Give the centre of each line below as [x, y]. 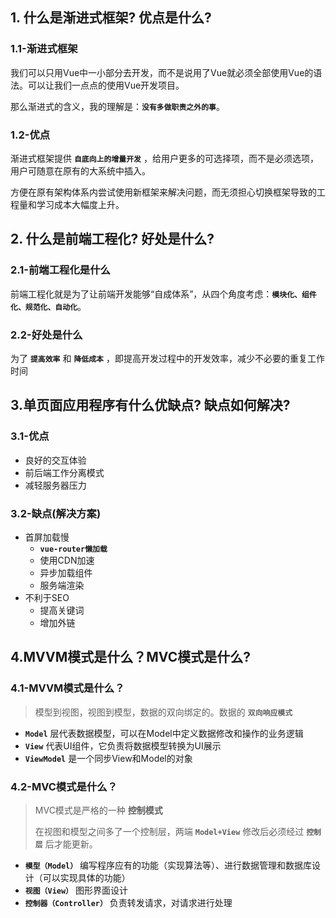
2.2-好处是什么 [46, 335]
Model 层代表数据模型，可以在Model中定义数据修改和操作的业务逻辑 [164, 733]
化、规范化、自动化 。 [48, 306]
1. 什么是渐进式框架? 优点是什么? [111, 18]
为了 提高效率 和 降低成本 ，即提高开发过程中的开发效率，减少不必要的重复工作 [167, 358]
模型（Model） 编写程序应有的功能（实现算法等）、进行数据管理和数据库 [168, 865]
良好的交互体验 [55, 460]
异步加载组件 [66, 572]
